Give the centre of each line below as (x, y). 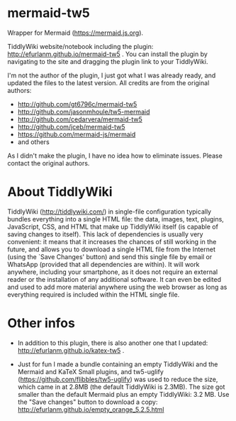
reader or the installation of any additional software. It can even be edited (114, 279)
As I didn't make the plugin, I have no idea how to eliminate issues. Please (115, 155)
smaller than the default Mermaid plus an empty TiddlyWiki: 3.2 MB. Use (123, 394)
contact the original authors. (49, 163)
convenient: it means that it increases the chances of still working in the (112, 241)
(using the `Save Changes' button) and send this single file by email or (110, 256)
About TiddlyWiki (60, 192)
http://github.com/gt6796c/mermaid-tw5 (77, 104)
